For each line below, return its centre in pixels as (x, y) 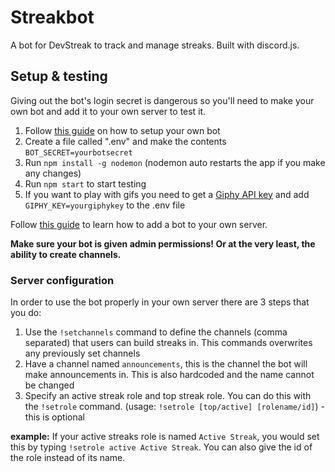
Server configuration (62, 280)
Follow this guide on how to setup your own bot (122, 130)
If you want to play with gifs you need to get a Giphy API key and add (167, 194)
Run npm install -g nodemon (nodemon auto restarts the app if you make (175, 162)
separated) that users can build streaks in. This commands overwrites (168, 343)
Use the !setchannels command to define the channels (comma (156, 332)
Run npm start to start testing (85, 183)
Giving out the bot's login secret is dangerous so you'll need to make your (162, 100)
